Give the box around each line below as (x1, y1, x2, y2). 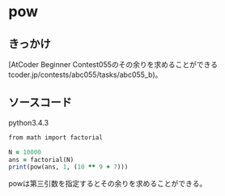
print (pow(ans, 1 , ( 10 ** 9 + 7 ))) (8, 163, 129, 172)
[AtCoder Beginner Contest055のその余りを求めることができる (8, 60, 219, 69)
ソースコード (8, 96, 72, 109)
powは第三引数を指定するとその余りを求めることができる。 (8, 179, 207, 189)
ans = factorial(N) (8, 156, 74, 164)
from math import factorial (8, 133, 104, 142)
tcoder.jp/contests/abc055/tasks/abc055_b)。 (8, 70, 163, 79)
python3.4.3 (8, 117, 49, 127)
